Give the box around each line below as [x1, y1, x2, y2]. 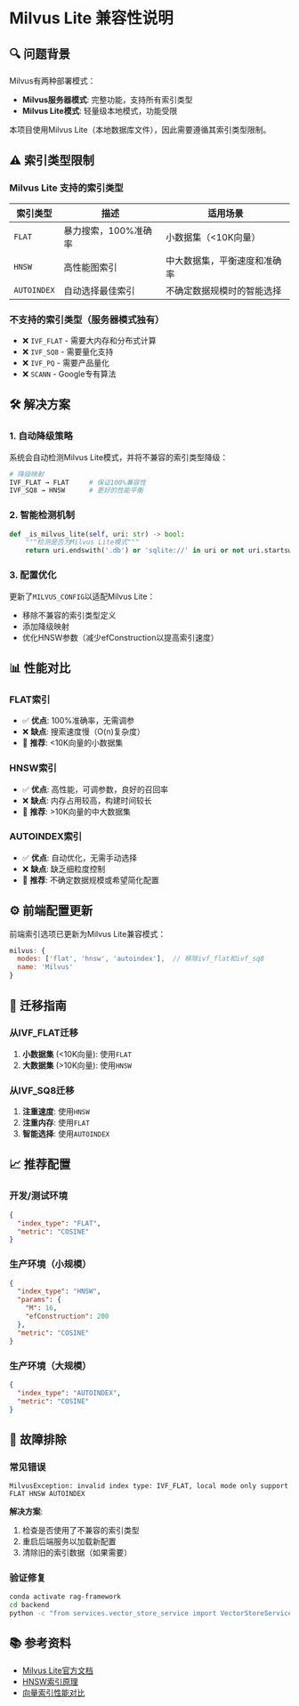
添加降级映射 [21, 620, 69, 632]
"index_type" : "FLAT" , [17, 1218, 101, 1228]
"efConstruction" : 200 [25, 1312, 109, 1322]
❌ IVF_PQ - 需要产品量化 [21, 357, 109, 368]
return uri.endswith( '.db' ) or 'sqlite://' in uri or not [25, 546, 245, 555]
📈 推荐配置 [9, 1157, 71, 1172]
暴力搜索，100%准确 [63, 224, 153, 237]
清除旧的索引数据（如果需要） [21, 1548, 132, 1558]
